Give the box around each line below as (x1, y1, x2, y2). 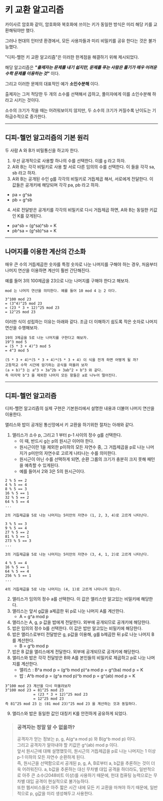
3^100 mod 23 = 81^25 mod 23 (5, 688, 64, 693)
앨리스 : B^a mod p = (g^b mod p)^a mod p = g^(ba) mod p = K (19, 667, 144, 673)
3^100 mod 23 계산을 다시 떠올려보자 (5, 684, 71, 689)
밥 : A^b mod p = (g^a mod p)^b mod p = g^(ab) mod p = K (19, 673, 136, 679)
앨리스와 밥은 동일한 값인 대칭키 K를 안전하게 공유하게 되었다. (12, 711, 128, 717)
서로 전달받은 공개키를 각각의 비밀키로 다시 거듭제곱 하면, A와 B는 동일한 (12, 207, 149, 212)
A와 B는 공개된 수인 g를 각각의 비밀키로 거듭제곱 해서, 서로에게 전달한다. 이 (12, 176, 154, 182)
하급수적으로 (5, 113, 29, 119)
